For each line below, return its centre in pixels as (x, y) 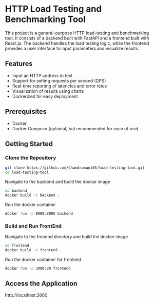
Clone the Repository (31, 158)
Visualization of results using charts (48, 91)
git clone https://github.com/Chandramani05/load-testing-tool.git (75, 168)
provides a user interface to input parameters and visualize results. (72, 48)
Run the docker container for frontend (43, 259)
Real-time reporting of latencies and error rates (59, 86)
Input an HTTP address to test (42, 75)
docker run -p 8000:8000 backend (39, 213)
